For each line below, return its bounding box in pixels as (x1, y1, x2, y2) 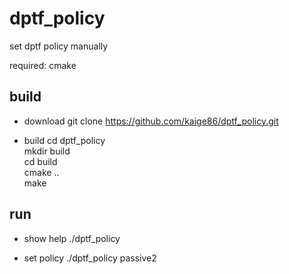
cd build (23, 155, 58, 167)
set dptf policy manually (9, 40, 109, 52)
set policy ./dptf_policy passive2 (23, 252, 157, 264)
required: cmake (9, 59, 77, 71)
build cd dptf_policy (23, 134, 106, 146)
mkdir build (23, 145, 71, 157)
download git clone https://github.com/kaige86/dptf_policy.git (23, 115, 279, 127)
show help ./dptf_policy (23, 232, 121, 244)
